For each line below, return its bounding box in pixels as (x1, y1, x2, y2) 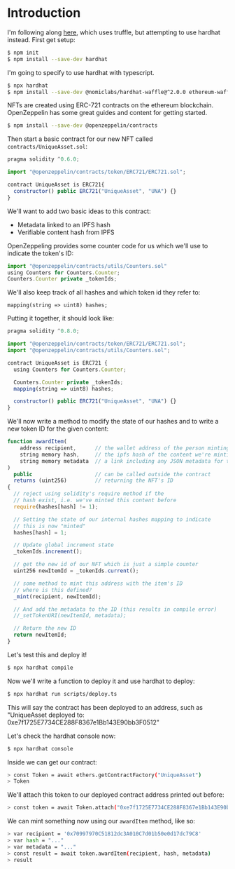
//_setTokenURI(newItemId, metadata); (13, 612, 127, 619)
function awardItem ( (7, 438, 68, 445)
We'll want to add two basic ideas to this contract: (7, 207, 152, 215)
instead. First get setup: (7, 35, 76, 43)
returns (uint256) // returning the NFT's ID (13, 477, 173, 485)
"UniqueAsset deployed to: (7, 710, 85, 719)
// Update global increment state (13, 541, 114, 548)
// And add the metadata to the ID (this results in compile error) (13, 605, 218, 613)
